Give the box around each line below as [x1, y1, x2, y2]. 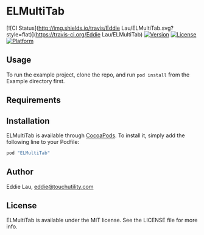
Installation [6, 115, 50, 126]
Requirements [6, 95, 61, 106]
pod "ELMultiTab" [6, 150, 51, 156]
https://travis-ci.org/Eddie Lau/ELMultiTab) [35, 30, 143, 38]
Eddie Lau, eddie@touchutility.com [6, 183, 94, 190]
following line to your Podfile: [6, 138, 80, 145]
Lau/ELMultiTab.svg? [121, 24, 174, 32]
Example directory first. [6, 77, 65, 84]
